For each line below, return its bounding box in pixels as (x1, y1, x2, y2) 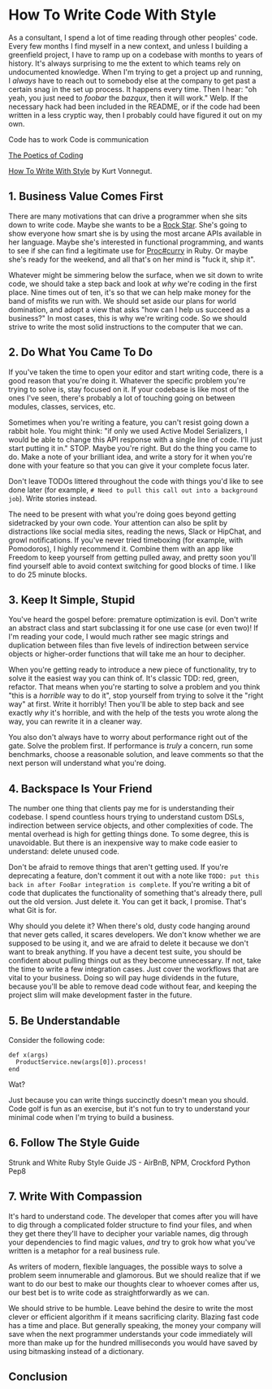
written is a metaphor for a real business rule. (8, 1245, 161, 1256)
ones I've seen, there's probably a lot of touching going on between (8, 392, 235, 403)
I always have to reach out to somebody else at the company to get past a (8, 76, 257, 85)
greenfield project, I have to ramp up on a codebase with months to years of (8, 50, 263, 59)
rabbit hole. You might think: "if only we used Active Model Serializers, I (8, 426, 248, 435)
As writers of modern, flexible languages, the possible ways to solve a (8, 1261, 243, 1271)
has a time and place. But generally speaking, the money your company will (8, 1320, 261, 1330)
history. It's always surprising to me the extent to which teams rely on (8, 58, 241, 68)
